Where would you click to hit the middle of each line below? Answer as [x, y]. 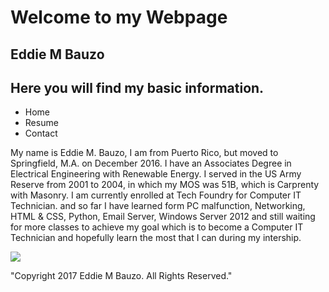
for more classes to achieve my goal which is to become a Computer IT [157, 227]
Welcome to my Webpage [119, 17]
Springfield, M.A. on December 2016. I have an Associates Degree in [151, 163]
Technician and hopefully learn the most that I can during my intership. [156, 238]
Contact [41, 133]
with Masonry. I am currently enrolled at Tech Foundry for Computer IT [156, 195]
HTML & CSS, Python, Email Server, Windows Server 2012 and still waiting [163, 217]
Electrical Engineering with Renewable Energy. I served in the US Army [156, 174]
